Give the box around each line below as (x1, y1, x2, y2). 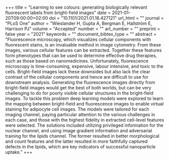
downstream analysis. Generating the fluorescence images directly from (5, 79, 155, 85)
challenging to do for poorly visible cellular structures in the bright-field (5, 90, 154, 96)
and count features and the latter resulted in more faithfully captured (5, 138, 148, 144)
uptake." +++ (5, 149, 33, 155)
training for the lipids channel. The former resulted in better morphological (5, 133, 160, 139)
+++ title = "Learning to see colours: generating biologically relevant (5, 5, 147, 10)
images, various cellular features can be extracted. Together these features (5, 47, 162, 53)
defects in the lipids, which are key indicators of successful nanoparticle (5, 144, 156, 149)
